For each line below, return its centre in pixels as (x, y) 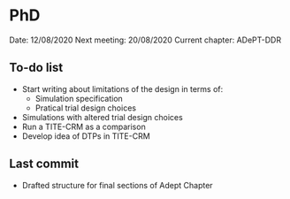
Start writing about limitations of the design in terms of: (122, 88)
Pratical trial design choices (86, 108)
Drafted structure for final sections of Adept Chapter (118, 185)
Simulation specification (79, 98)
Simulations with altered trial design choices (102, 117)
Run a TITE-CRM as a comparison (84, 126)
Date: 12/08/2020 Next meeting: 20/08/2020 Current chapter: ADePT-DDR (145, 40)
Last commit (44, 164)
